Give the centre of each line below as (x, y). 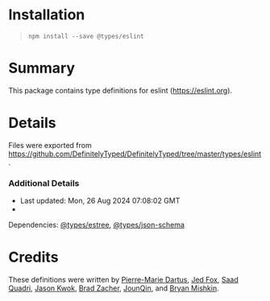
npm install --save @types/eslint (86, 36)
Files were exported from (50, 145)
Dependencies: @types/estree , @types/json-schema (97, 225)
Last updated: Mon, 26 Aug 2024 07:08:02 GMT (100, 201)
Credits (33, 257)
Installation (47, 15)
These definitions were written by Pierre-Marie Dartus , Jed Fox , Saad (124, 280)
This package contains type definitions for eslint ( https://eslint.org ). (120, 90)
